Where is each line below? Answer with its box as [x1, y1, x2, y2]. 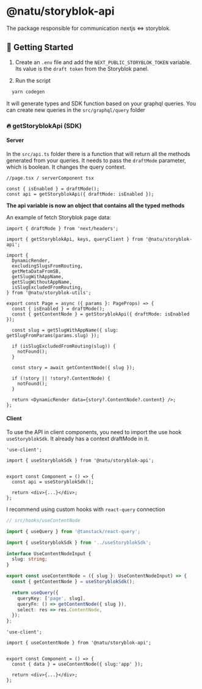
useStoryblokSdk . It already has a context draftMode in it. [6, 435, 150, 442]
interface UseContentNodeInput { [6, 550, 92, 557]
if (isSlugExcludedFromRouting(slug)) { [12, 343, 116, 349]
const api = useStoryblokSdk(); [12, 479, 95, 485]
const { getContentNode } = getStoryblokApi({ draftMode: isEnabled [12, 311, 190, 317]
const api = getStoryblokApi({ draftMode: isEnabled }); [6, 191, 154, 197]
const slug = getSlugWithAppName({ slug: [12, 327, 119, 333]
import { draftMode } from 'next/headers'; [6, 225, 119, 232]
